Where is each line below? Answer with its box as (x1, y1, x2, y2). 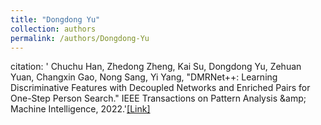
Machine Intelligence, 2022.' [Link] (10, 103, 151, 115)
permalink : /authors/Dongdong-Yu (10, 33, 150, 43)
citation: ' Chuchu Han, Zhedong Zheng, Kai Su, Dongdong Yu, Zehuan (10, 61, 302, 73)
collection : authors (10, 24, 97, 34)
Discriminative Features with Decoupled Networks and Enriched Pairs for (10, 82, 311, 94)
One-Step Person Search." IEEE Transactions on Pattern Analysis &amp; (10, 92, 307, 105)
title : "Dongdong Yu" (10, 14, 101, 25)
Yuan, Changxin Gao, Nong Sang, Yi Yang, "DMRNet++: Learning (10, 71, 278, 83)
